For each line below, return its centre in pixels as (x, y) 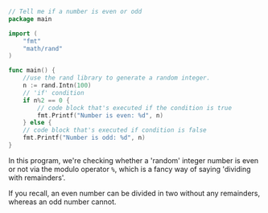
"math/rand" (43, 48)
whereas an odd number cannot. (62, 202)
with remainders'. (37, 178)
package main (30, 19)
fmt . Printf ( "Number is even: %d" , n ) (100, 115)
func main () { (32, 71)
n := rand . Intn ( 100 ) (57, 85)
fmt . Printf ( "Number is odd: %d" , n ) (85, 138)
